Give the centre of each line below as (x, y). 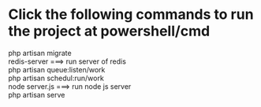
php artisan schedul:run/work (56, 78)
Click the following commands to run (131, 15)
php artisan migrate (40, 53)
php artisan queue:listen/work (57, 69)
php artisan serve (37, 94)
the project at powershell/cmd (109, 31)
